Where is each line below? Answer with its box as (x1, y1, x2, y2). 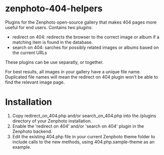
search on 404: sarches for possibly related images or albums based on (12, 44, 159, 50)
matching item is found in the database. (12, 39, 93, 45)
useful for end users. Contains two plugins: (5, 24, 93, 30)
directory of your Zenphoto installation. (12, 118, 92, 124)
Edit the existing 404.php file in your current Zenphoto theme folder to (12, 133, 156, 139)
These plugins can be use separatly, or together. (5, 59, 104, 65)
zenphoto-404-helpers (5, 3, 103, 14)
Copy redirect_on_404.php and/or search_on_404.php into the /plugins (12, 113, 157, 119)
